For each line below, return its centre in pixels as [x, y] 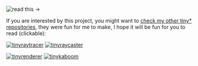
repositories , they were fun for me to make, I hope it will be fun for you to [96, 27]
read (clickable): [26, 33]
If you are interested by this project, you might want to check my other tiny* [99, 21]
